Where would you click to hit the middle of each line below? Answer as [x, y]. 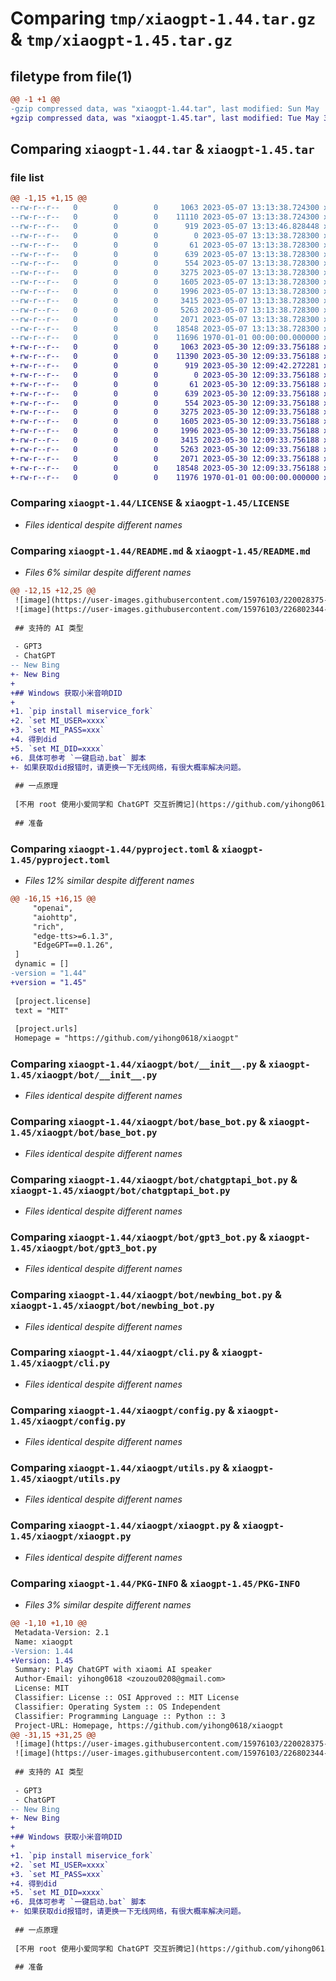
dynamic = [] [42, 964]
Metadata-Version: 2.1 [62, 1632]
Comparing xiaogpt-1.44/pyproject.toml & [115, 849]
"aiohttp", [55, 917]
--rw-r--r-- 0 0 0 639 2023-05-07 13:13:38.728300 [165, 254]
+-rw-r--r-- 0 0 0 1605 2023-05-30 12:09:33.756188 [165, 422]
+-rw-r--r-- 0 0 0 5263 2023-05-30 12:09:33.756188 [165, 449]
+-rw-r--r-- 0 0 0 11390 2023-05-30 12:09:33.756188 [165, 357]
